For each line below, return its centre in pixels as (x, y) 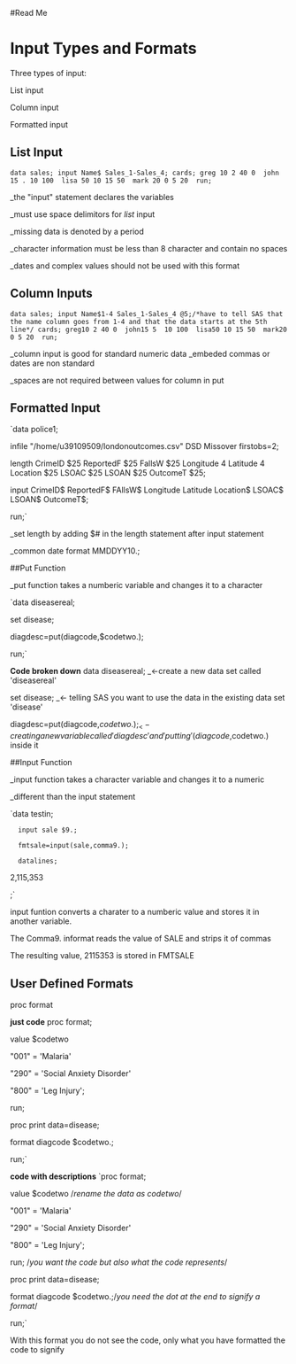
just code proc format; (51, 1021)
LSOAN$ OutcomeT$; (49, 500)
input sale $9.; (48, 830)
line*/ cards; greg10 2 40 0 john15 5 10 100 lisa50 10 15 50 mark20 (149, 329)
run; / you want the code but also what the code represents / (119, 1262)
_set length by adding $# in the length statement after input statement (137, 534)
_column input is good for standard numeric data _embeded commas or (140, 353)
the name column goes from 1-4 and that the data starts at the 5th (139, 322)
